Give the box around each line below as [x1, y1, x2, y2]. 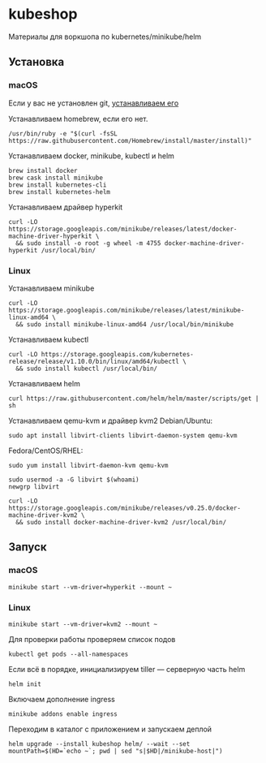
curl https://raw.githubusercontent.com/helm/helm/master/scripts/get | [8, 394, 260, 403]
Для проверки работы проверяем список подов [8, 634, 176, 644]
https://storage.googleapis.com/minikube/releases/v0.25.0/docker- [8, 504, 242, 512]
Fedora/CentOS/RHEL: [8, 446, 84, 455]
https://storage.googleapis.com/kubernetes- [41, 350, 195, 358]
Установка [8, 55, 65, 69]
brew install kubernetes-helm [8, 188, 111, 196]
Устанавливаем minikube [8, 283, 95, 293]
